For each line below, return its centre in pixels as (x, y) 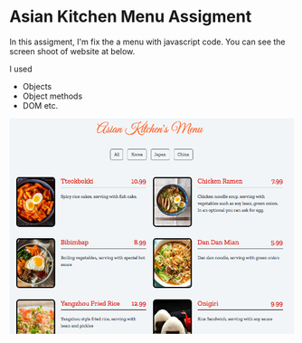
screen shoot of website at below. (72, 51)
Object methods (52, 96)
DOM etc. (40, 105)
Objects (37, 86)
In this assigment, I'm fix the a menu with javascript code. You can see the (148, 42)
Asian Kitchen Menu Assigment (131, 17)
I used (21, 69)
